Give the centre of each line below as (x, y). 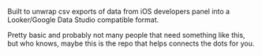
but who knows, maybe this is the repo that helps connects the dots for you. (131, 43)
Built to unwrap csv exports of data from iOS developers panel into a (119, 11)
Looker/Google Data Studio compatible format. (83, 20)
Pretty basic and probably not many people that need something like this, (126, 35)
